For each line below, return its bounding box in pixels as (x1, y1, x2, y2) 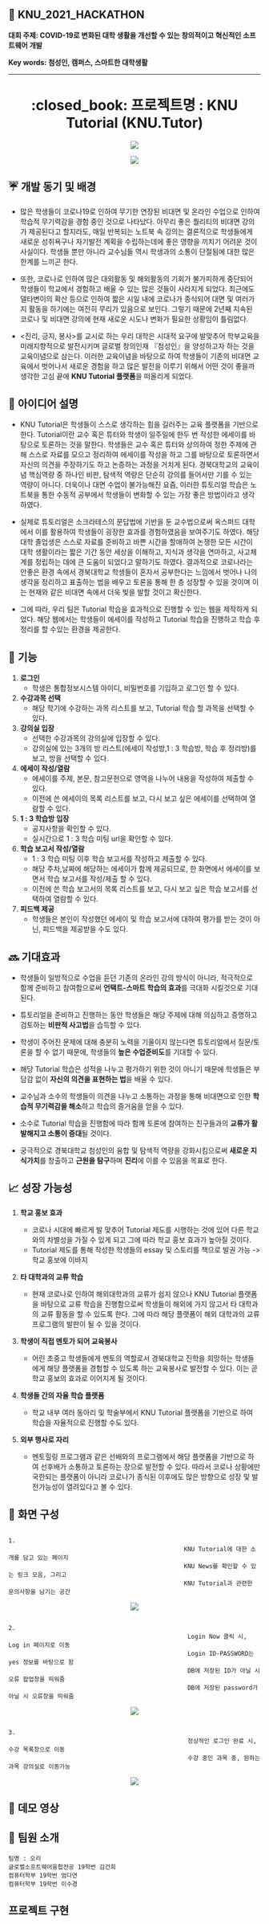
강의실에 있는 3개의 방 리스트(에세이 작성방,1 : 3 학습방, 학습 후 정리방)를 (31, 744, 257, 754)
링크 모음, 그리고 (17, 1571, 67, 1579)
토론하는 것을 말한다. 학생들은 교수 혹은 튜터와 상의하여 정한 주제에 (41, 439, 249, 450)
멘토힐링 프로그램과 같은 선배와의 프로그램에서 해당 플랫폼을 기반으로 (31, 1452, 247, 1461)
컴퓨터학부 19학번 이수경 (8, 1880, 78, 1888)
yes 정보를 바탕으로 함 (8, 1658, 74, 1666)
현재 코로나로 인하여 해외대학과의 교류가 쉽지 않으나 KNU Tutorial (31, 1289, 236, 1298)
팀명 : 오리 (8, 1854, 42, 1862)
